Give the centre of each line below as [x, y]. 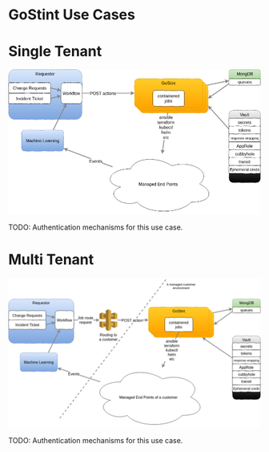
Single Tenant [55, 52]
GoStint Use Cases [72, 15]
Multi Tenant [51, 260]
